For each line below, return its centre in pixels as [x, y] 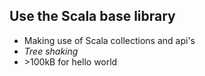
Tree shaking [51, 51]
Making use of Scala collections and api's [109, 40]
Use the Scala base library [92, 16]
